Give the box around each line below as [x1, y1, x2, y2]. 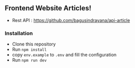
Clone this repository [12, 41, 56, 47]
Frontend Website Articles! [5, 4, 92, 12]
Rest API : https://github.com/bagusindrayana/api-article [12, 17, 130, 23]
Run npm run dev [12, 57, 47, 63]
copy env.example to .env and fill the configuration [12, 52, 117, 58]
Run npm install [12, 46, 47, 52]
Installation [5, 29, 33, 36]
